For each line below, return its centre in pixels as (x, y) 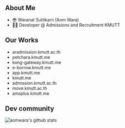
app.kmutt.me (26, 73)
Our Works (22, 40)
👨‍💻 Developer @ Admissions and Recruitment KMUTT (66, 25)
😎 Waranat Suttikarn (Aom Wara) (45, 19)
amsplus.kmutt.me (31, 93)
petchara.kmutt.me (31, 57)
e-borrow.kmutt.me (31, 67)
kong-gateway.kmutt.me (36, 62)
